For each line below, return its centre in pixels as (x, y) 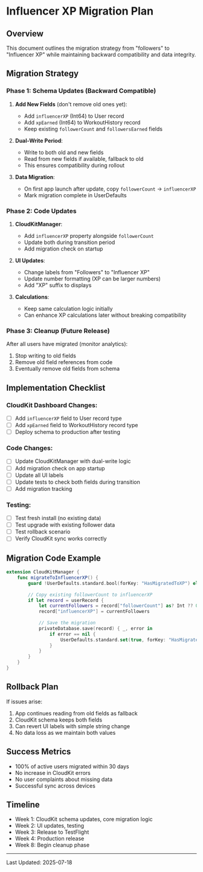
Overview (25, 34)
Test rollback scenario (43, 532)
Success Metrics (39, 752)
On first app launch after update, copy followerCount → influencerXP (110, 189)
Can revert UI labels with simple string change (72, 726)
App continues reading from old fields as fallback (76, 713)
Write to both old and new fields (64, 152)
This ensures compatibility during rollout (74, 165)
